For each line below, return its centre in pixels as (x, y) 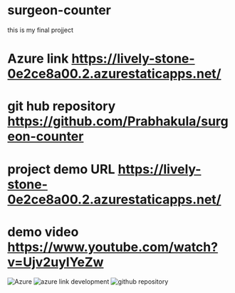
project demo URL (61, 169)
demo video (43, 231)
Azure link (38, 59)
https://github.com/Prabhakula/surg (118, 121)
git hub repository (62, 106)
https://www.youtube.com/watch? (113, 247)
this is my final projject (40, 30)
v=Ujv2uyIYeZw (56, 262)
